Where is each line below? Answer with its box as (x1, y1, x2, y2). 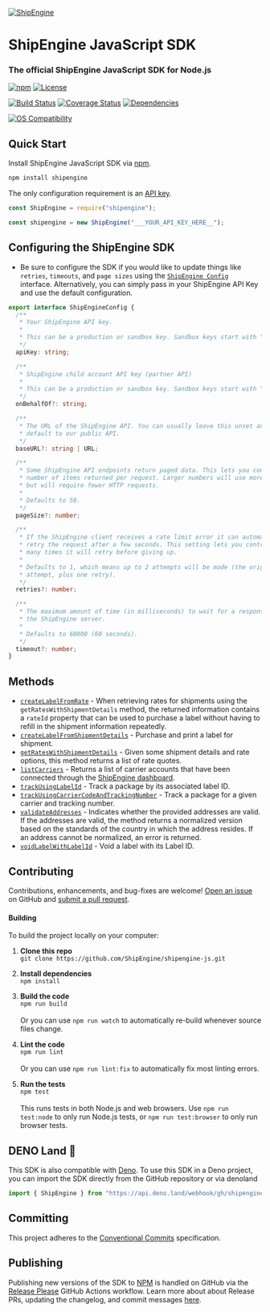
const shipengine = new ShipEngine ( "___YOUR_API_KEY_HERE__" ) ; (8, 219, 225, 227)
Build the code (19, 991, 70, 1001)
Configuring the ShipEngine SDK (8, 241, 175, 255)
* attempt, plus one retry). (18, 571, 117, 579)
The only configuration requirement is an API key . (8, 189, 172, 199)
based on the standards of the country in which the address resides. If (19, 824, 253, 834)
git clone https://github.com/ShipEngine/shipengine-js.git (19, 955, 226, 963)
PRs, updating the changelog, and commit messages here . (8, 1294, 202, 1304)
